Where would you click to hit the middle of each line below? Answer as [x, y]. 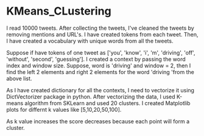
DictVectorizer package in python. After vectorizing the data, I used [91, 97]
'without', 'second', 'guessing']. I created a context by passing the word [96, 59]
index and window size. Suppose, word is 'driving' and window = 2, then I [99, 66]
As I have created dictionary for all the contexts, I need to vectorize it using [100, 90]
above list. [19, 78]
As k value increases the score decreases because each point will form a [98, 121]
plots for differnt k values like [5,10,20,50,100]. [64, 109]
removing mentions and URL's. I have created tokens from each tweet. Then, [103, 34]
